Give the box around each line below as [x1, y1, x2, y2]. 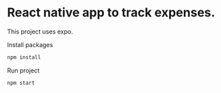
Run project [7, 66, 40, 75]
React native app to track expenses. [7, 5, 216, 21]
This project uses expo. [7, 27, 73, 36]
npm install [7, 53, 41, 61]
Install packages [7, 40, 53, 49]
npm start [7, 79, 36, 86]
